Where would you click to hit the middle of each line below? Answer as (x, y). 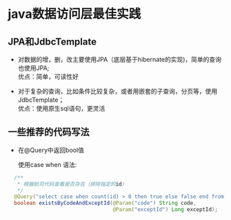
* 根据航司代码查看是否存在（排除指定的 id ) (71, 184)
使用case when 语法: (47, 164)
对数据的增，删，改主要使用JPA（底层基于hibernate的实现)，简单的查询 (120, 59)
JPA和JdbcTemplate (52, 42)
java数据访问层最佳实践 (74, 14)
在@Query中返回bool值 (51, 150)
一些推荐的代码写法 (49, 132)
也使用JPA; (33, 68)
